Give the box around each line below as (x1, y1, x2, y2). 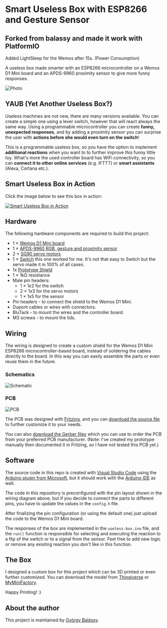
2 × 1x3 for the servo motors (19, 288, 78, 294)
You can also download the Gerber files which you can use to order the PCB (5, 431, 162, 437)
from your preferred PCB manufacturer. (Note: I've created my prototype (5, 436, 155, 442)
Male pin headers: (12, 277, 50, 283)
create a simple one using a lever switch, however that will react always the (5, 118, 160, 124)
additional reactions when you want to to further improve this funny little (5, 149, 156, 155)
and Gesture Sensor (5, 14, 90, 26)
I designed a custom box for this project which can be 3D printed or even (5, 569, 156, 575)
